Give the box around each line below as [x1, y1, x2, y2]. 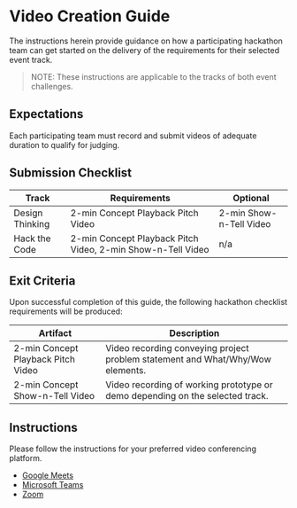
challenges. [30, 81, 73, 91]
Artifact [38, 327, 72, 340]
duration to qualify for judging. [9, 139, 120, 150]
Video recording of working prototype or [105, 379, 273, 391]
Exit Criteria [9, 273, 76, 288]
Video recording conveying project [105, 342, 249, 355]
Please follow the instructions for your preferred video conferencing [9, 443, 256, 454]
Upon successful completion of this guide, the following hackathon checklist [9, 297, 288, 308]
